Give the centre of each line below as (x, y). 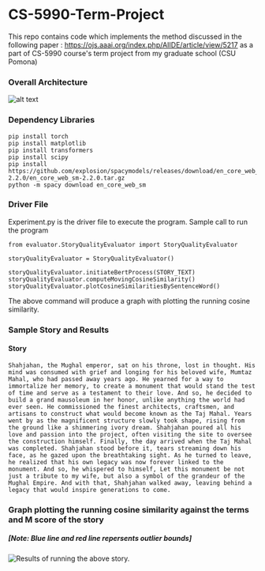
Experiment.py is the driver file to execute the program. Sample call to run (128, 221)
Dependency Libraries (52, 120)
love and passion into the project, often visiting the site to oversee (130, 434)
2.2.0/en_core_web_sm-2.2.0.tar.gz (67, 178)
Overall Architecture (48, 82)
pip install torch (38, 136)
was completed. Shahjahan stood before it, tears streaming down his (125, 448)
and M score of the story (56, 520)
